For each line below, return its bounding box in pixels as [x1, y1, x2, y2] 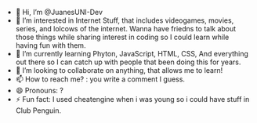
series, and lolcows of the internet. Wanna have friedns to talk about [15, 24, 237, 33]
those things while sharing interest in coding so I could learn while [15, 32, 230, 42]
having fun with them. [15, 41, 86, 50]
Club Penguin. [15, 106, 62, 115]
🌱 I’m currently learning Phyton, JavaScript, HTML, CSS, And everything [15, 49, 249, 58]
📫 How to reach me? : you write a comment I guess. [15, 74, 186, 84]
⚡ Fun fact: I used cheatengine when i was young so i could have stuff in [15, 95, 250, 103]
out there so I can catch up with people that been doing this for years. [15, 57, 241, 67]
